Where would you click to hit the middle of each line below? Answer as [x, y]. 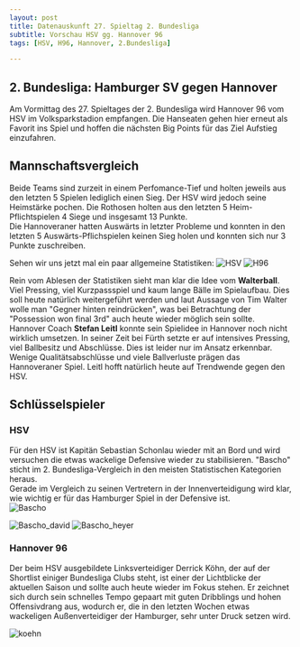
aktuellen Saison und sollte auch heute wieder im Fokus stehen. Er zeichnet [150, 587]
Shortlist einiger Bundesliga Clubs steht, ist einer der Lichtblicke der [135, 578]
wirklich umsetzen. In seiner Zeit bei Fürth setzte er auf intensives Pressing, [150, 337]
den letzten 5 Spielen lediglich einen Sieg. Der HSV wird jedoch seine [138, 197]
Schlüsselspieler [57, 405]
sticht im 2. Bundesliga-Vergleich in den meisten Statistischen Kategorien [145, 469]
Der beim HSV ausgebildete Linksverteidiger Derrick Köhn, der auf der [140, 568]
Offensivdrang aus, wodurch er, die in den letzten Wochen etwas [130, 606]
